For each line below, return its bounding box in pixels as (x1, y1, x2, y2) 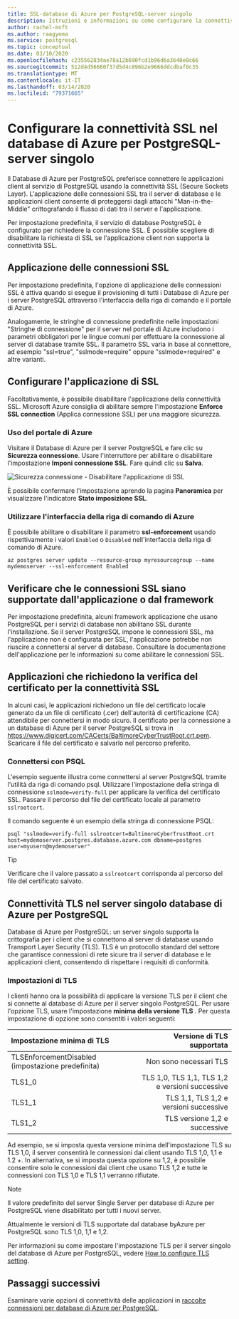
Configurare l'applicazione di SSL (7, 375, 159, 388)
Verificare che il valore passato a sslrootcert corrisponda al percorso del (7, 870, 223, 878)
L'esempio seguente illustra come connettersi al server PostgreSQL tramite (7, 773, 227, 781)
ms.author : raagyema (7, 30, 69, 38)
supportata (189, 1041, 228, 1050)
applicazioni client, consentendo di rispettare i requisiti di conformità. (7, 958, 210, 966)
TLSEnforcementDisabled (11, 1052, 97, 1062)
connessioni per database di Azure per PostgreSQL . (7, 1304, 160, 1313)
